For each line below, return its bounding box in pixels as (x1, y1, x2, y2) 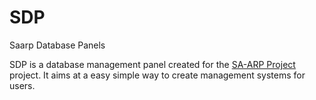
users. (9, 79, 36, 91)
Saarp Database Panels (9, 39, 106, 51)
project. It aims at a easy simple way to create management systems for (9, 69, 306, 81)
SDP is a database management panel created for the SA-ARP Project (9, 58, 296, 70)
